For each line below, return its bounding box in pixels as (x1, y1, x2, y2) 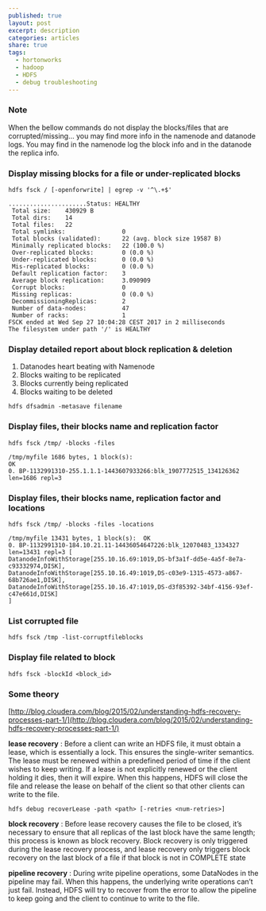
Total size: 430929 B (11, 207, 94, 215)
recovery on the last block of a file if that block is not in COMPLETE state (8, 853, 246, 862)
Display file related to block (8, 652, 116, 663)
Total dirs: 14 (11, 214, 73, 222)
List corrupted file (8, 615, 79, 626)
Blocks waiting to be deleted (19, 387, 114, 397)
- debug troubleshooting (15, 78, 98, 86)
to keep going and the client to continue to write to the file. (8, 893, 200, 903)
